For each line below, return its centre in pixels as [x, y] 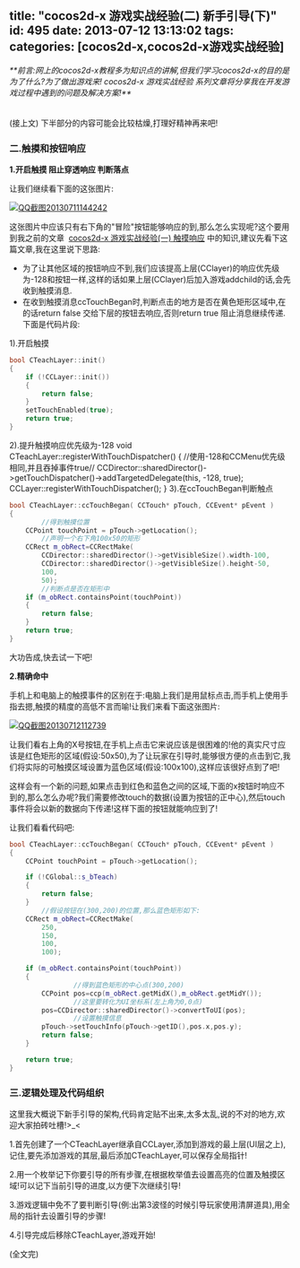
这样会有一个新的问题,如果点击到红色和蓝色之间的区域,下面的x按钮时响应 [143, 786]
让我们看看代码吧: [42, 827]
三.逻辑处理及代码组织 [57, 1092]
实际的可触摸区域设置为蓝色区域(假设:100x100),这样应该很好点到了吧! [152, 767]
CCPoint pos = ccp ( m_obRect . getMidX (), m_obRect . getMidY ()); [152, 994]
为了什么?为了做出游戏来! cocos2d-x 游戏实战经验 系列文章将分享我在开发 [146, 81]
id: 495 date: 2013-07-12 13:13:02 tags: [122, 31]
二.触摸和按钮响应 [48, 148]
